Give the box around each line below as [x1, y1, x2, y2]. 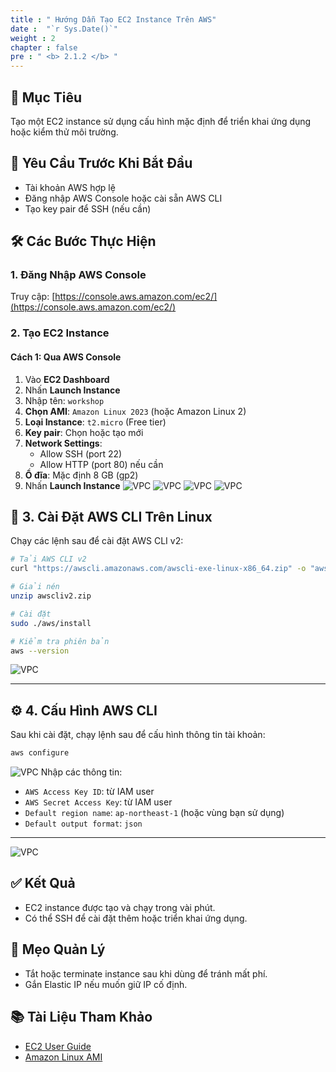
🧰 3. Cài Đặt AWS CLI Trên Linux [10, 508, 213, 525]
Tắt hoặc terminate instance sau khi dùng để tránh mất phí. [24, 967, 268, 980]
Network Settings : [24, 437, 103, 449]
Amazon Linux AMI [24, 1051, 103, 1063]
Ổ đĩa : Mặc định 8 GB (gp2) [24, 469, 139, 481]
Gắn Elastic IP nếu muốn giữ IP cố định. [24, 978, 188, 990]
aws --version [10, 646, 70, 656]
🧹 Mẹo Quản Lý [10, 941, 106, 958]
